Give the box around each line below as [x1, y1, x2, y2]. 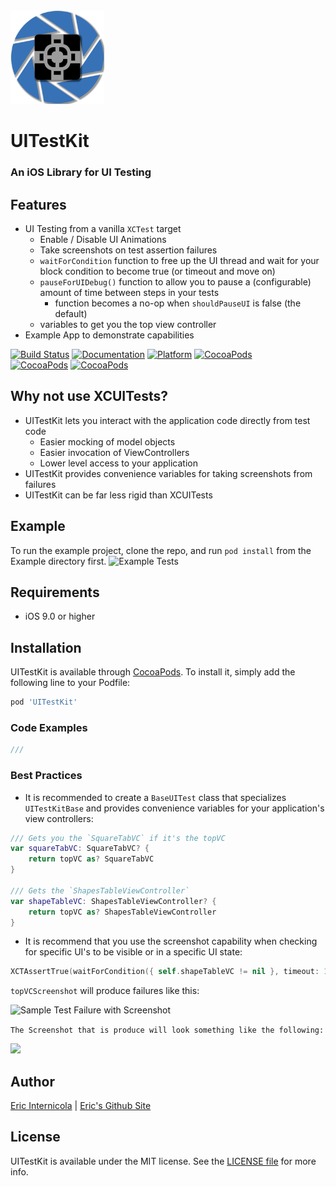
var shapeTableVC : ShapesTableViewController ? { [10, 896, 217, 906]
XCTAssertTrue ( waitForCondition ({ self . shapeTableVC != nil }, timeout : [10, 967, 320, 977]
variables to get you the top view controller [39, 318, 217, 330]
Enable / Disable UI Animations [39, 233, 167, 245]
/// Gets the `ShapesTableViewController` [10, 885, 190, 896]
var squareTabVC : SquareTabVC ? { [10, 844, 150, 854]
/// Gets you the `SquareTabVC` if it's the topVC [10, 833, 226, 843]
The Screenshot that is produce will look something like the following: [10, 1025, 325, 1036]
